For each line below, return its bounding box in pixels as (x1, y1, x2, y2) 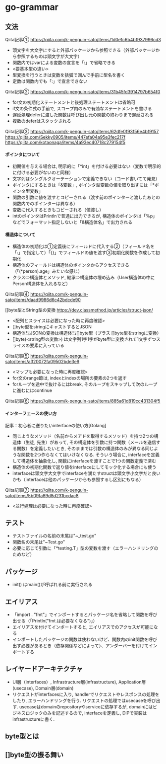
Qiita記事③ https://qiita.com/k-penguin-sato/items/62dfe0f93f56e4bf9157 (5, 129, 159, 134)
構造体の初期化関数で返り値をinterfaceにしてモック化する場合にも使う (12, 464, 157, 470)
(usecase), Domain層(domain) (12, 685, 74, 691)
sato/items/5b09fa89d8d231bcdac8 (5, 492, 79, 498)
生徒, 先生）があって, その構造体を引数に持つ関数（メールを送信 (25, 439, 157, 445)
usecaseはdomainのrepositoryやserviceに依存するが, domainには (19, 703, 153, 709)
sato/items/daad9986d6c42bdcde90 (5, 297, 81, 303)
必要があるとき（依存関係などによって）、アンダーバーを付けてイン (21, 643, 158, 649)
